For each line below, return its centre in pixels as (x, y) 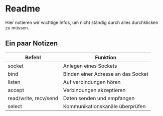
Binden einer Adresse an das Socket (106, 74)
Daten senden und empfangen (99, 98)
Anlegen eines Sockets (90, 66)
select (15, 106)
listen (14, 82)
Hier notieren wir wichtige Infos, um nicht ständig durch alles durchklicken (82, 22)
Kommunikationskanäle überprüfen (104, 106)
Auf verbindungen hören (92, 82)
